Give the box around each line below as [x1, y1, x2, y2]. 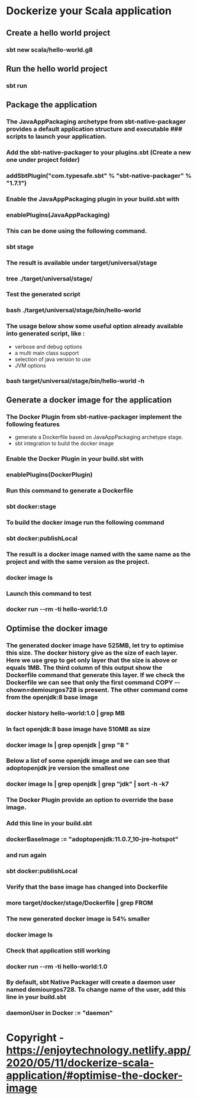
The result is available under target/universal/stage [6, 258, 157, 267]
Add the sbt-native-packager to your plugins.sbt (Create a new [6, 148, 191, 156]
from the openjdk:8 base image [6, 693, 98, 701]
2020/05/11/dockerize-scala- [6, 1056, 154, 1069]
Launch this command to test [6, 589, 92, 597]
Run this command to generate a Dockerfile [6, 487, 134, 495]
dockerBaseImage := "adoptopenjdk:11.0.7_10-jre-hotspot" [6, 835, 179, 843]
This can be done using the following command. [6, 226, 147, 235]
